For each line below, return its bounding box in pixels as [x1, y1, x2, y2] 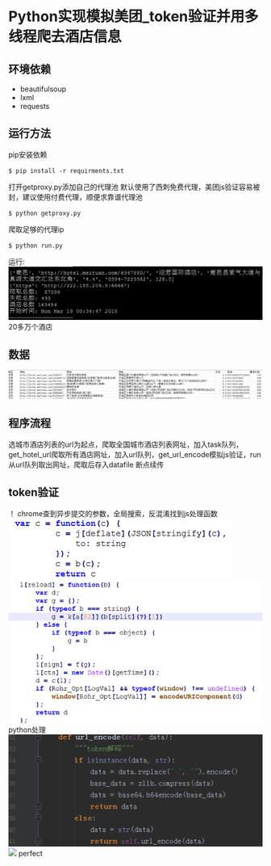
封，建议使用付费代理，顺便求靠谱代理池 [8, 191, 143, 202]
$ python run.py [8, 242, 63, 250]
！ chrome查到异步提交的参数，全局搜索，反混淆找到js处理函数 [8, 508, 218, 518]
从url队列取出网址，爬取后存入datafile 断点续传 [8, 460, 165, 469]
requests [19, 102, 50, 111]
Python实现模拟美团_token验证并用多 [8, 7, 260, 26]
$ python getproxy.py [8, 209, 81, 217]
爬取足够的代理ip [8, 224, 65, 234]
